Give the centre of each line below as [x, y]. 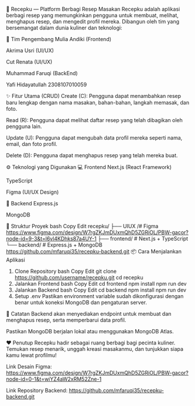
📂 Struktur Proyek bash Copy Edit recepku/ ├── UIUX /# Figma [82, 226]
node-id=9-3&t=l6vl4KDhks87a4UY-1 [51, 238]
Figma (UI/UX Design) [32, 192]
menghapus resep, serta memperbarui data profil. [66, 320]
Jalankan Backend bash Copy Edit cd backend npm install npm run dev [100, 290]
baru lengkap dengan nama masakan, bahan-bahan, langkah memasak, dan [97, 102]
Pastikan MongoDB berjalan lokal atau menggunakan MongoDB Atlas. [90, 331]
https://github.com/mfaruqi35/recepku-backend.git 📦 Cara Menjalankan [94, 251]
